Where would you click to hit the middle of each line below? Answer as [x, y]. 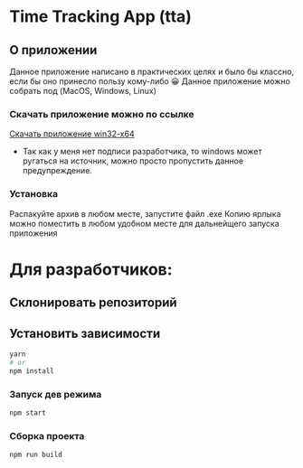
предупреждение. [57, 171]
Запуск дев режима [56, 394]
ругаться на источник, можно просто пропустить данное [133, 161]
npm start [28, 413]
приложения [33, 233]
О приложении [53, 50]
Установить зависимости [85, 333]
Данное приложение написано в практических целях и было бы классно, [152, 71]
